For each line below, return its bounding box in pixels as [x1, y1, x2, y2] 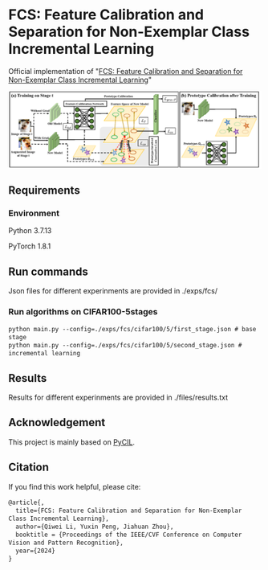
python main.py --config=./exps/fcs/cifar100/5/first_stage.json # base [8, 326, 257, 334]
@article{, [8, 498, 45, 506]
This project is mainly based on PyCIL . [8, 437, 135, 447]
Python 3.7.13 [8, 226, 52, 236]
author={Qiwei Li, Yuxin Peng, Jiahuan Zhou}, [15, 523, 174, 531]
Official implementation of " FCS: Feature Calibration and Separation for [8, 66, 243, 76]
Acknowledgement [8, 416, 106, 429]
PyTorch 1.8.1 [8, 241, 51, 251]
